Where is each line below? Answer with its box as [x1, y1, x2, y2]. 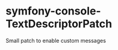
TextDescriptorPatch [5, 17, 113, 31]
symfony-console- [5, 4, 101, 18]
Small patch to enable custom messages [5, 37, 107, 44]
